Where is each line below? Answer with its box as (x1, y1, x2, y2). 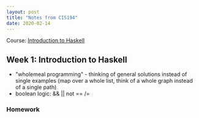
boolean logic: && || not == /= (15, 90, 90, 97)
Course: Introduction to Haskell (6, 37, 84, 44)
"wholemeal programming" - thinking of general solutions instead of (15, 71, 187, 78)
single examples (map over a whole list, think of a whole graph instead (15, 77, 193, 85)
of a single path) (15, 83, 57, 91)
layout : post (6, 9, 40, 15)
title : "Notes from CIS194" (6, 15, 78, 21)
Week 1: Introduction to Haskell (6, 54, 127, 64)
